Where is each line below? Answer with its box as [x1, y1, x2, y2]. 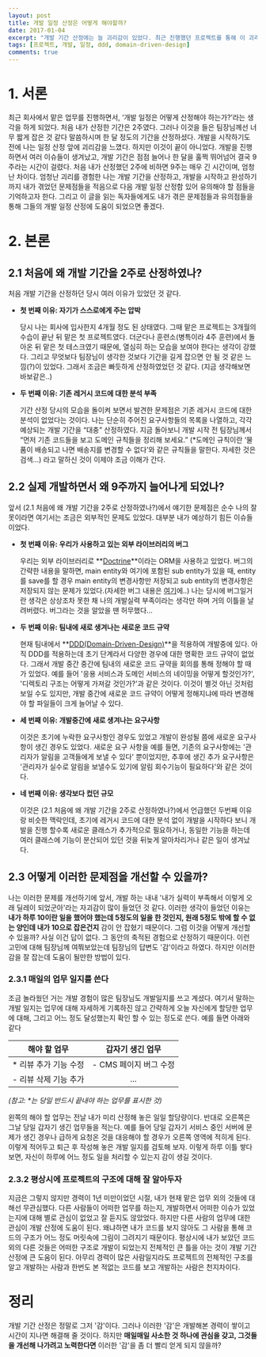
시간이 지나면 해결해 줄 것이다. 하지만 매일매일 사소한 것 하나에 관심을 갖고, [8, 1331, 237, 1340]
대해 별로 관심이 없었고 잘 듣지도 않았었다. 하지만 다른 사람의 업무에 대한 [28, 1213, 251, 1222]
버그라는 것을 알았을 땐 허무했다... [49, 605, 153, 615]
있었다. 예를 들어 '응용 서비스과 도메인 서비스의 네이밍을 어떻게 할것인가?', [28, 669, 255, 678]
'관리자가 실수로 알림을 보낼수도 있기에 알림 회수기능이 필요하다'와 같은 [19, 761, 237, 771]
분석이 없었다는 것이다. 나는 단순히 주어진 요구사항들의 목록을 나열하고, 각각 [19, 415, 253, 424]
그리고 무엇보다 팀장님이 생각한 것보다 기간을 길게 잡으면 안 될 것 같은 [30, 351, 244, 361]
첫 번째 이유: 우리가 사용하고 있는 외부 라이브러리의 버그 [19, 539, 189, 548]
